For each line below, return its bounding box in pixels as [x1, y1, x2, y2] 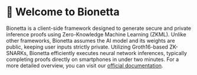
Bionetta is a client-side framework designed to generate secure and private [6, 25, 192, 32]
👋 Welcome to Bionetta [6, 5, 120, 19]
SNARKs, [6, 49, 28, 56]
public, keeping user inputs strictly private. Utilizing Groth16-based [6, 43, 168, 50]
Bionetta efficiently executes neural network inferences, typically [29, 49, 188, 56]
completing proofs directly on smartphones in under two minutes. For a [6, 56, 179, 63]
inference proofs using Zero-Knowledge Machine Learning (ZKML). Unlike [6, 30, 187, 37]
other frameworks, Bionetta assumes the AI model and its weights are [6, 37, 175, 44]
